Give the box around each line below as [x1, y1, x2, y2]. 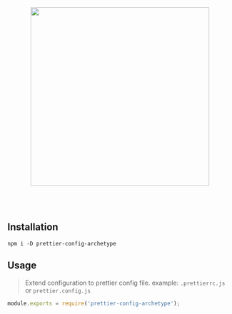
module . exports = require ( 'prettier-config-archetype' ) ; [7, 300, 181, 307]
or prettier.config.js [24, 285, 91, 295]
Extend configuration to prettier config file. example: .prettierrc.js [24, 278, 226, 287]
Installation [7, 221, 59, 233]
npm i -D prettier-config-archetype [7, 240, 116, 247]
